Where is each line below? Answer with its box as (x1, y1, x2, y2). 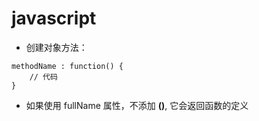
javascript (11, 7, 97, 30)
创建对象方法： (25, 41, 88, 53)
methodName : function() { (11, 61, 124, 71)
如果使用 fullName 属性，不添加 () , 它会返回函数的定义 (25, 99, 249, 111)
